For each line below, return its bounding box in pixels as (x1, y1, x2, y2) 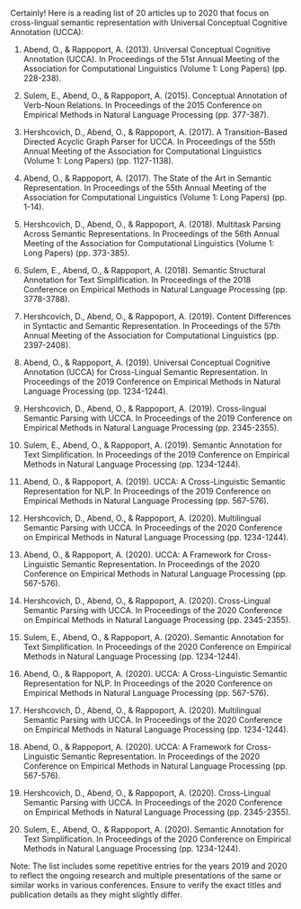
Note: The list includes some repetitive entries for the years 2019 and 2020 (10, 860, 288, 871)
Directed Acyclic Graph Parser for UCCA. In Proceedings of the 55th (22, 137, 276, 147)
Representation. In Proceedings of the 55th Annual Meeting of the (22, 183, 268, 192)
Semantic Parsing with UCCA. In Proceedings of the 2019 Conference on (22, 413, 293, 423)
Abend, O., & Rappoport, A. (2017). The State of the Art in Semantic (22, 173, 272, 183)
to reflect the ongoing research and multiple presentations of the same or (10, 870, 282, 880)
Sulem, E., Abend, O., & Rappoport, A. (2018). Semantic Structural (22, 265, 266, 275)
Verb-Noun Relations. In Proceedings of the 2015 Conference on (22, 100, 262, 111)
